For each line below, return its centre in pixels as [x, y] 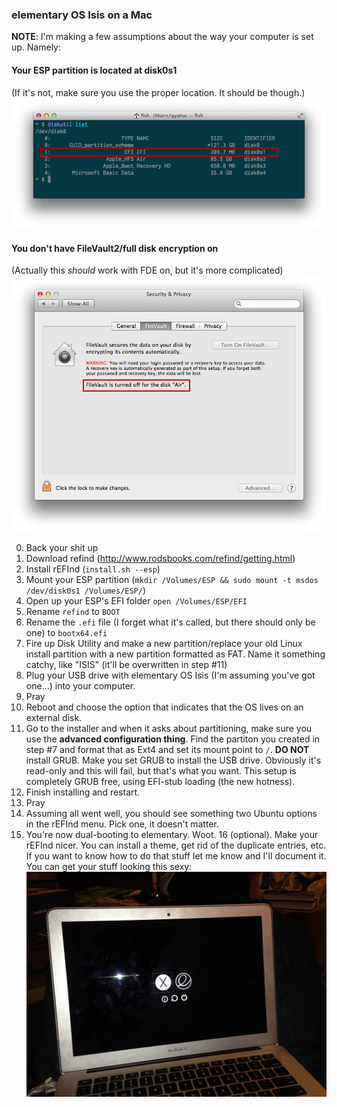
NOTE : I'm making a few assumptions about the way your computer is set [162, 37]
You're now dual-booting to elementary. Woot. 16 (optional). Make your [172, 835]
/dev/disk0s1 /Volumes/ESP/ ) [86, 590]
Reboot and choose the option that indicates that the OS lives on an [164, 707]
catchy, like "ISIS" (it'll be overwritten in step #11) [126, 665]
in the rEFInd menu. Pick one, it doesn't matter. [122, 824]
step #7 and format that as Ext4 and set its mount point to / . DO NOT [167, 750]
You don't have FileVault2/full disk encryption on [115, 248]
